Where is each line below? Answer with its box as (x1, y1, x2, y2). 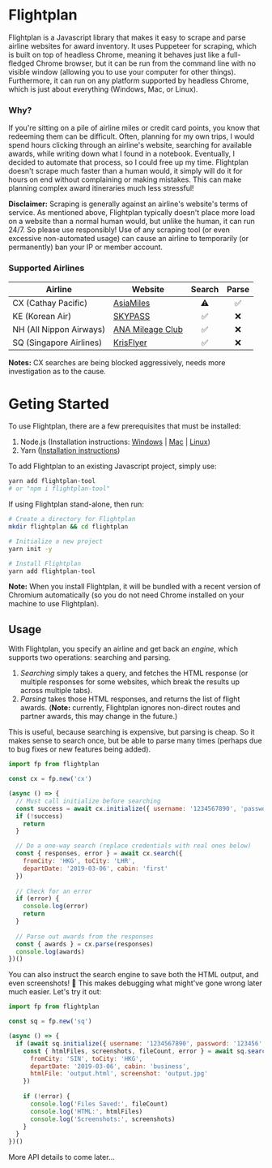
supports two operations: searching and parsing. (8, 653, 172, 662)
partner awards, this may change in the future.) (19, 712, 178, 722)
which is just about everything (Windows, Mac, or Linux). (8, 84, 198, 94)
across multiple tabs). (19, 686, 93, 696)
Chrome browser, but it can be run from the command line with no (36, 58, 257, 68)
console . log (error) (23, 903, 89, 911)
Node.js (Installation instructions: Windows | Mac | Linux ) (19, 437, 210, 447)
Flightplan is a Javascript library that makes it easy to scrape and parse (8, 32, 246, 42)
